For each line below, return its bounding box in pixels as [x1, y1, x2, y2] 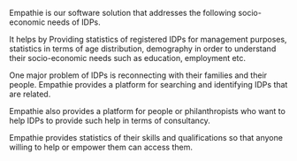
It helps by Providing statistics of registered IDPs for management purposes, [9, 34, 287, 44]
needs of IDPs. [47, 17, 102, 27]
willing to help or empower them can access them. [9, 142, 193, 152]
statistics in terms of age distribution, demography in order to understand [9, 43, 277, 54]
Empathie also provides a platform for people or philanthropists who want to [9, 106, 286, 116]
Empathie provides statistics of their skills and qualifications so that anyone [9, 133, 283, 142]
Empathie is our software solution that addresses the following [9, 8, 237, 18]
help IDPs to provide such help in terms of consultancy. [9, 115, 210, 126]
